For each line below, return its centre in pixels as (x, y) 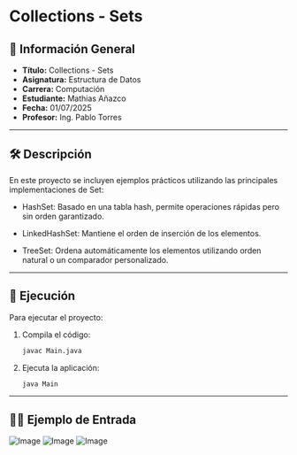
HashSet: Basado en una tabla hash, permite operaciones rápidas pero (151, 206)
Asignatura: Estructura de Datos (81, 80)
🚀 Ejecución (42, 296)
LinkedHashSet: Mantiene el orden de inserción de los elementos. (141, 233)
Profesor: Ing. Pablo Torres (72, 117)
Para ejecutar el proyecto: (56, 317)
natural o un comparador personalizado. (95, 259)
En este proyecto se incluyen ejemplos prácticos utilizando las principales (144, 180)
